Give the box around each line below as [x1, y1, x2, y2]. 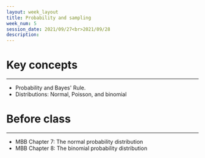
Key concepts [6, 58, 78, 72]
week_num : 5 [6, 20, 37, 26]
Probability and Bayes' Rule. [15, 84, 86, 92]
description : [6, 32, 40, 38]
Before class [6, 112, 71, 126]
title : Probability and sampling [6, 15, 92, 21]
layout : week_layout [6, 9, 59, 15]
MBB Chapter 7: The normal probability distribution [15, 138, 143, 145]
